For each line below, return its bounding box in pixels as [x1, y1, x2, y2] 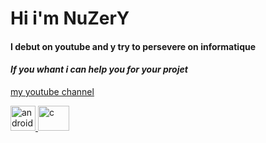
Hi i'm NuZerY [10, 7, 130, 30]
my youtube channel [10, 85, 95, 97]
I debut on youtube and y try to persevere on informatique [10, 40, 257, 52]
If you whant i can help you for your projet [10, 63, 188, 76]
